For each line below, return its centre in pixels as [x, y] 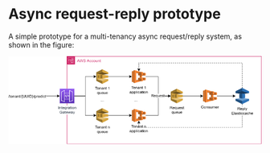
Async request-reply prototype [115, 14]
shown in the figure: [41, 44]
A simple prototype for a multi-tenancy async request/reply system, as [125, 36]
